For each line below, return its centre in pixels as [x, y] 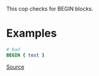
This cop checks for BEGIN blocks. [50, 9]
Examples [32, 33]
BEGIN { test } [26, 55]
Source [15, 67]
